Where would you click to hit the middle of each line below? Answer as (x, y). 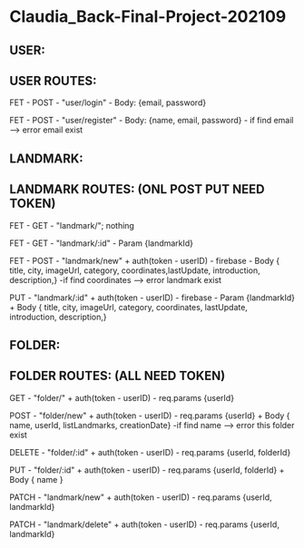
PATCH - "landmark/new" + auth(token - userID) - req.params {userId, (141, 497)
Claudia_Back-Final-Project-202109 (148, 17)
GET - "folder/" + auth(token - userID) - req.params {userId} (122, 397)
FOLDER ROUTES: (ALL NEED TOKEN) (118, 376)
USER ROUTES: (53, 80)
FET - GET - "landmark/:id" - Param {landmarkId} (101, 243)
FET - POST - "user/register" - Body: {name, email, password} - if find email (152, 121)
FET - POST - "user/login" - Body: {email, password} (108, 103)
